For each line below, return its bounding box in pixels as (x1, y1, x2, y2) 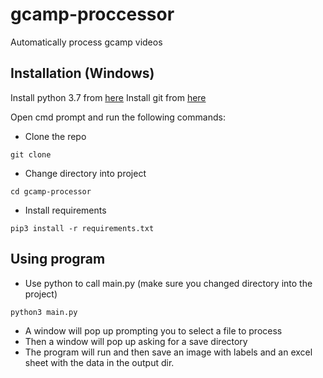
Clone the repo (24, 130, 87, 142)
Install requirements (24, 204, 107, 216)
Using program (10, 251, 106, 268)
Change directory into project (24, 167, 147, 179)
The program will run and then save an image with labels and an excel (24, 346, 313, 358)
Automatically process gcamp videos (10, 36, 163, 48)
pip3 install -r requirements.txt (10, 223, 155, 233)
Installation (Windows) (10, 65, 155, 82)
